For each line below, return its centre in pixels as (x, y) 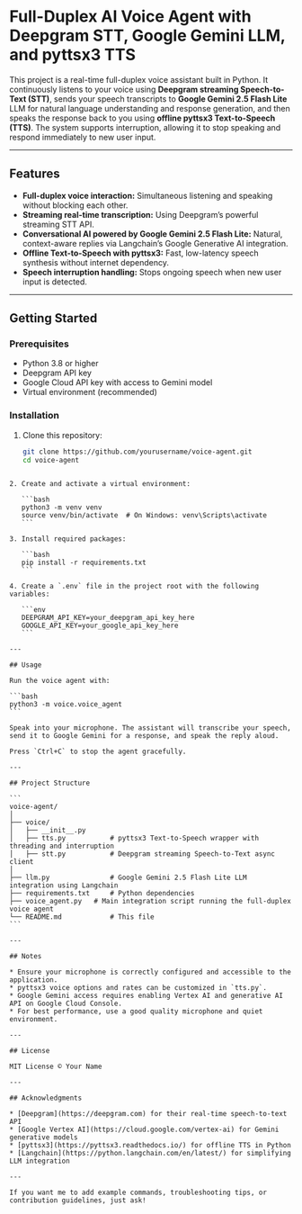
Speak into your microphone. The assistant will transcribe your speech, (151, 728)
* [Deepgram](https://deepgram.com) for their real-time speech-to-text (148, 1114)
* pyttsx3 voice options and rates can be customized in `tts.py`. (138, 988)
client (22, 862)
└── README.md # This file (82, 917)
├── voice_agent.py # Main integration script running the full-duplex (151, 902)
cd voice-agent (51, 460)
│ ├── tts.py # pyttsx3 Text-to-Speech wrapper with (134, 839)
